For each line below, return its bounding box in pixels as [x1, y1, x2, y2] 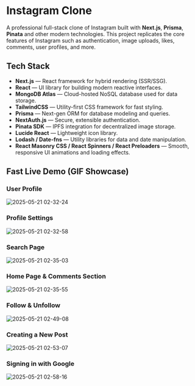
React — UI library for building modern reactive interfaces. [15, 84, 163, 91]
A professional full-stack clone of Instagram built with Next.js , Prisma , [6, 24, 184, 31]
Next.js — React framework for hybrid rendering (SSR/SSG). [15, 77, 168, 84]
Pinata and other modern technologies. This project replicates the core [6, 30, 185, 37]
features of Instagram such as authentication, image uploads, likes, [6, 37, 175, 44]
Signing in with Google [6, 359, 75, 368]
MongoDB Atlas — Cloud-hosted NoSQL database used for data [15, 90, 178, 98]
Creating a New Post [6, 330, 68, 339]
